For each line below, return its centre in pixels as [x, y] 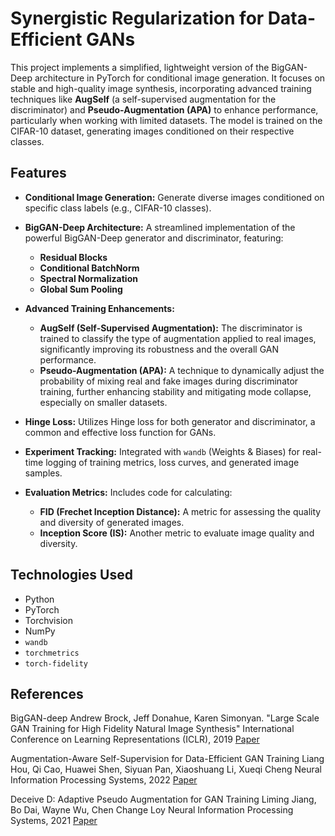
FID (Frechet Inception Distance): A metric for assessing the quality [180, 511]
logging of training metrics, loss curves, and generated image [172, 462]
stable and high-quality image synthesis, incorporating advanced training [161, 88]
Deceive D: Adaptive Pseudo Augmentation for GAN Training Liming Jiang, [163, 799]
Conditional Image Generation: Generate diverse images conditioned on [174, 197]
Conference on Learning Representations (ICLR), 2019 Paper [135, 739]
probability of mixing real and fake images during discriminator [169, 381]
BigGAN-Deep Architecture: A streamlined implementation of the [160, 227]
